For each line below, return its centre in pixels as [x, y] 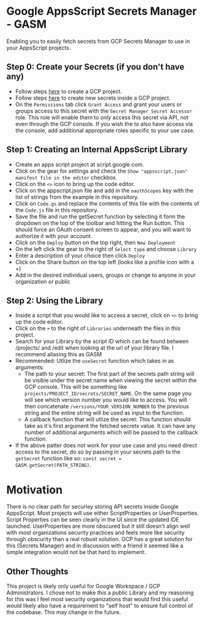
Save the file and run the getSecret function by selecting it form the [100, 216]
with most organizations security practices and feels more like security [95, 533]
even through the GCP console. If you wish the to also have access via [104, 124]
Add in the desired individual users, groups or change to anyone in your [105, 275]
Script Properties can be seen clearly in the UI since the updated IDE [93, 520]
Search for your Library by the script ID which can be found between [102, 342]
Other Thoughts [37, 571]
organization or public [43, 281]
